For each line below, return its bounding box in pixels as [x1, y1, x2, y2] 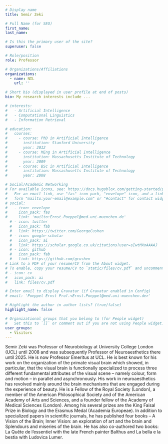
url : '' [14, 81, 30, 86]
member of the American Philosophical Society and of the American [5, 391, 145, 398]
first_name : [5, 26, 30, 31]
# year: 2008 [5, 173, 46, 178]
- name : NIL [9, 76, 35, 81]
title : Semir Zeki [5, 12, 43, 17]
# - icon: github [9, 247, 46, 252]
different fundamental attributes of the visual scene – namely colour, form [5, 370, 156, 376]
